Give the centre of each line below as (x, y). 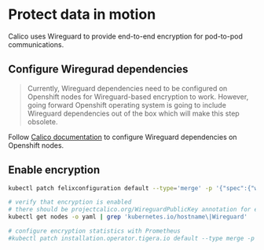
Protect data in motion (82, 15)
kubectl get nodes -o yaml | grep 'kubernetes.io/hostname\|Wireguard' (128, 217)
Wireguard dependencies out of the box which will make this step (133, 113)
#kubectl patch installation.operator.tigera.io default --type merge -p (132, 238)
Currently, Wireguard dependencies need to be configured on (127, 88)
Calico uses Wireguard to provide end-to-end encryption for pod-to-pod (126, 36)
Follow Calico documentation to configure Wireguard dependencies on (123, 137)
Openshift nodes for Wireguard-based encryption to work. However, (138, 97)
